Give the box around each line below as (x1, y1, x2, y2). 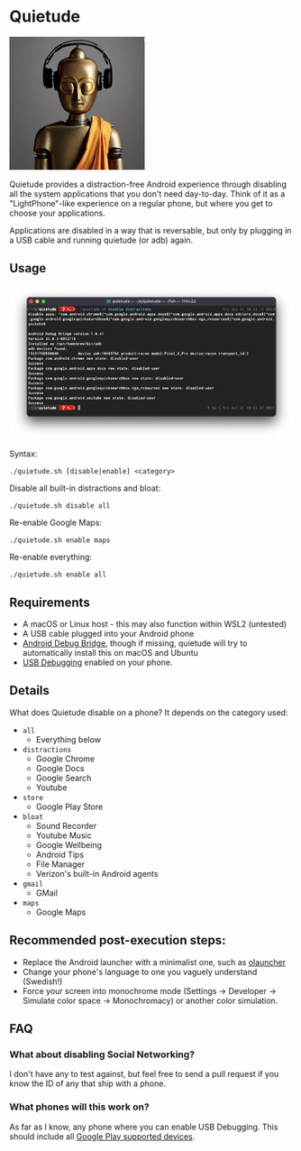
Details (9, 683, 50, 698)
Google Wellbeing (35, 839, 102, 850)
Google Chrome (35, 753, 96, 764)
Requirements (9, 594, 90, 610)
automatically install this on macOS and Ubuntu (22, 647, 198, 658)
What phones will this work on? (9, 1100, 150, 1113)
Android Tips (35, 849, 84, 860)
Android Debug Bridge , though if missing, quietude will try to (22, 638, 248, 649)
